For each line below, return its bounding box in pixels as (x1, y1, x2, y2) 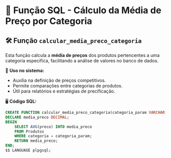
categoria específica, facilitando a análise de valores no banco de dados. (5, 58, 159, 64)
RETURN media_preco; (14, 138, 58, 144)
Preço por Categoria (5, 15, 93, 27)
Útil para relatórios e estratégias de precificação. (12, 88, 116, 94)
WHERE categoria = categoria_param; (14, 134, 93, 139)
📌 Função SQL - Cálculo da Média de (5, 5, 162, 16)
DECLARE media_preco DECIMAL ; (5, 114, 70, 120)
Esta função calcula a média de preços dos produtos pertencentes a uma (5, 52, 160, 58)
